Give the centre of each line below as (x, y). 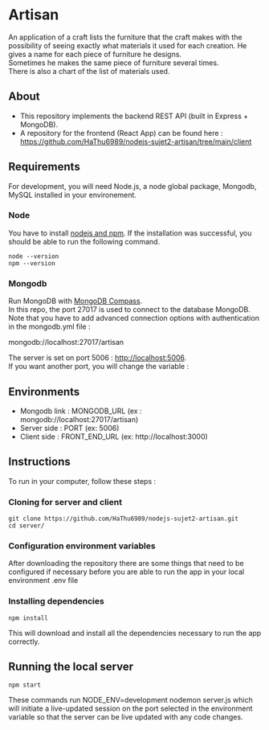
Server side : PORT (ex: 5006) (69, 428)
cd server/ (26, 526)
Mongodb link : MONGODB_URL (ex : (81, 411)
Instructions (39, 462)
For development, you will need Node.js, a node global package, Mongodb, (132, 186)
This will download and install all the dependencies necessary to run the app (135, 633)
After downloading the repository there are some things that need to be (126, 564)
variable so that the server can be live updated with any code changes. (126, 717)
